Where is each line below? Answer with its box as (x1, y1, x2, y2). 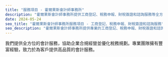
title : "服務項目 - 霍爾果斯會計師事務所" (5, 7, 84, 12)
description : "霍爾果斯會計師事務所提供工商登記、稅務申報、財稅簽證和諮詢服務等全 (5, 12, 159, 17)
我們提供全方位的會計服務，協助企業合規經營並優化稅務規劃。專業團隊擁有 (5, 40, 158, 46)
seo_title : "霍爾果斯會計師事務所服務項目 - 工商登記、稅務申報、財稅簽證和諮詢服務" (5, 21, 164, 26)
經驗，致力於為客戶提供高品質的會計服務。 (9, 46, 97, 52)
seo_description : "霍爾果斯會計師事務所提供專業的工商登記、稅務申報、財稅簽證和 (5, 26, 157, 31)
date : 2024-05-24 (5, 16, 41, 21)
